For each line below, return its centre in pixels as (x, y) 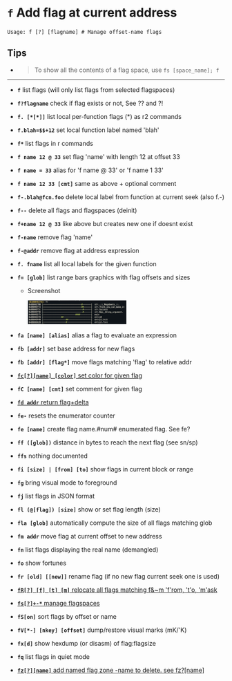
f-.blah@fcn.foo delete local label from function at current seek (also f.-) (121, 197)
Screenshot (44, 290)
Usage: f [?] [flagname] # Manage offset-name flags (85, 32)
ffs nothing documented (52, 456)
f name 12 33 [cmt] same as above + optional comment (97, 183)
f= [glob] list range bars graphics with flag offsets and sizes (104, 277)
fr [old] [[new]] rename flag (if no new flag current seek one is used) (118, 577)
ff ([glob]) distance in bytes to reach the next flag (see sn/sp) (107, 442)
